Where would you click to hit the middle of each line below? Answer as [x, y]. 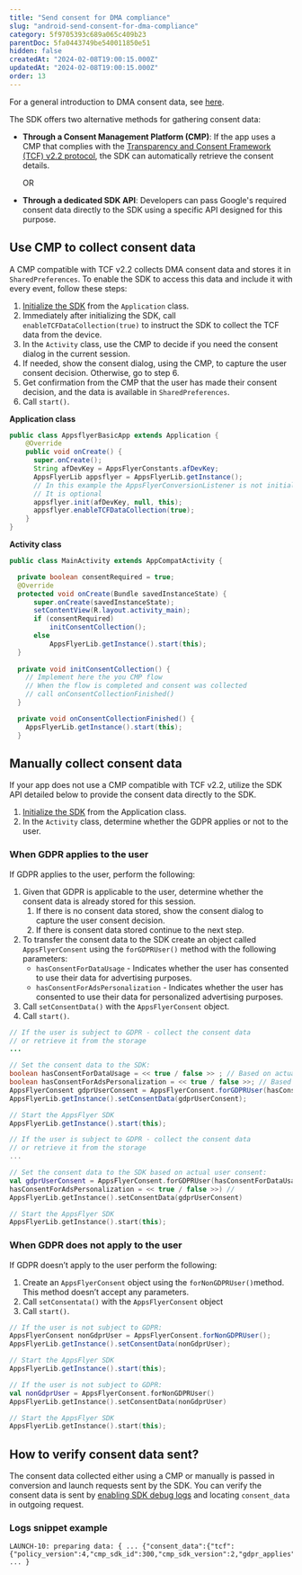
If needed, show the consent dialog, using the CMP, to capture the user [155, 363]
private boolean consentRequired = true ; [96, 577]
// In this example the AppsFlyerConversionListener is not [148, 485]
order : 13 [28, 76]
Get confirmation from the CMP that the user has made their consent [150, 382]
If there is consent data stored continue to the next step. [140, 930]
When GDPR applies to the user [79, 855]
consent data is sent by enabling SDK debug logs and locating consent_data [150, 1495]
